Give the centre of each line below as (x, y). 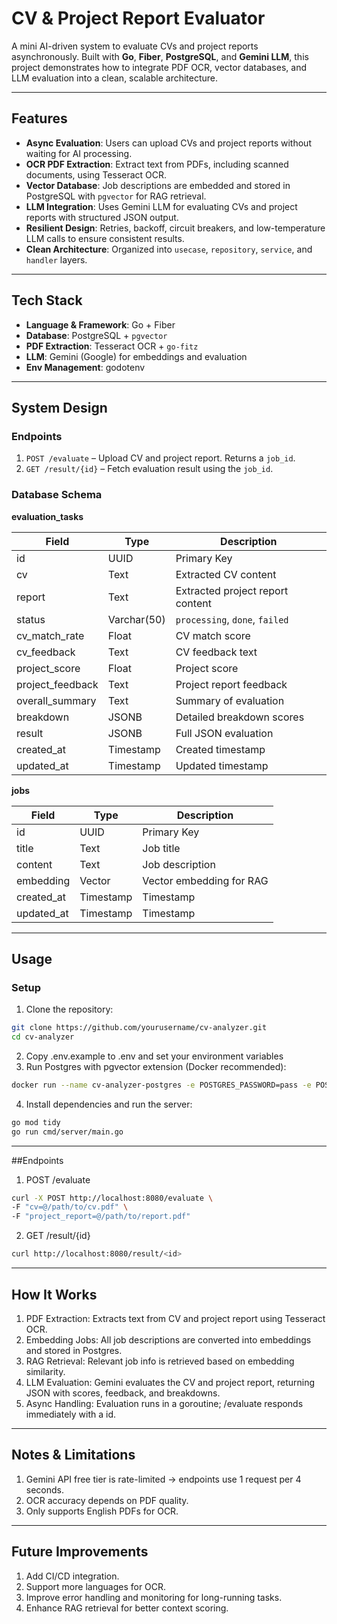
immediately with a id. (71, 1414)
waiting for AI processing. (79, 153)
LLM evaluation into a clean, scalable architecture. (115, 78)
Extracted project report (232, 590)
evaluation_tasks (47, 516)
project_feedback (57, 684)
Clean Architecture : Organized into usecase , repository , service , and (169, 249)
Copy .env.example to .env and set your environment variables (154, 1056)
